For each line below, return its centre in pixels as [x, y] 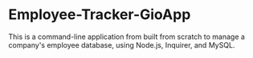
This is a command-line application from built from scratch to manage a [126, 37]
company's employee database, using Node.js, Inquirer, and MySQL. [122, 44]
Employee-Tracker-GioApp [100, 15]
